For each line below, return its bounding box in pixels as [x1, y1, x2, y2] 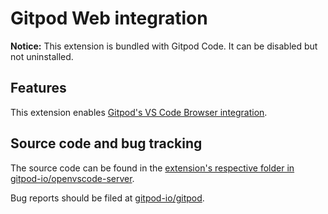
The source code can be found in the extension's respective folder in [10, 162, 295, 174]
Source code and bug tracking [10, 135, 203, 152]
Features [10, 80, 67, 97]
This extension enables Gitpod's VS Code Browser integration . [10, 106, 268, 118]
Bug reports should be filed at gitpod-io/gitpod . [10, 192, 205, 204]
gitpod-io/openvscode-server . [10, 172, 135, 184]
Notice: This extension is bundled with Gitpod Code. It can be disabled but [10, 40, 318, 52]
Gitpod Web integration [10, 7, 208, 30]
